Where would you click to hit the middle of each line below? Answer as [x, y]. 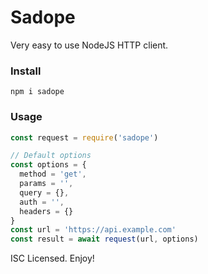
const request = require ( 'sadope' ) [84, 137]
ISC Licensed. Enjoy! [52, 258]
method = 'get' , [53, 174]
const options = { [48, 165]
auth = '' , [42, 202]
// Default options [51, 156]
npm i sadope [37, 92]
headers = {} [46, 211]
